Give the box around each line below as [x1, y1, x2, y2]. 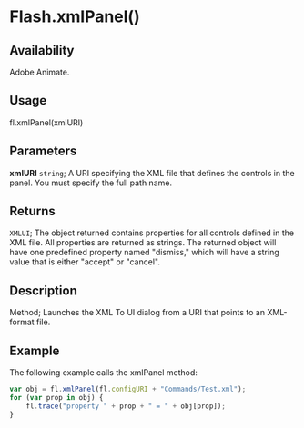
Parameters [9, 144, 77, 159]
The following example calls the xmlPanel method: [9, 367, 198, 378]
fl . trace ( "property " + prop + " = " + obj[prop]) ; [25, 402, 226, 411]
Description [9, 283, 77, 298]
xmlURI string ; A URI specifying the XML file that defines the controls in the [9, 167, 295, 178]
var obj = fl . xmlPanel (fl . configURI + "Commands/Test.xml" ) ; [9, 384, 247, 394]
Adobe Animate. [9, 66, 70, 77]
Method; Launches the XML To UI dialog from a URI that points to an [9, 307, 266, 318]
